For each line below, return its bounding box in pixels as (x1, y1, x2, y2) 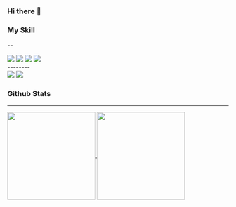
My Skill (7, 25, 35, 34)
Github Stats (7, 89, 51, 99)
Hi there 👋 (7, 6, 42, 16)
